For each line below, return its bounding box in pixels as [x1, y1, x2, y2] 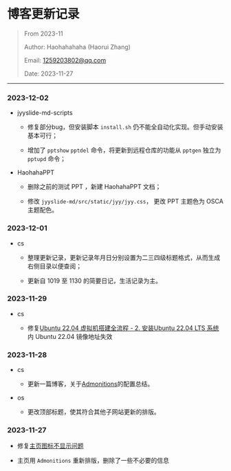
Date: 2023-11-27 [23, 69, 74, 78]
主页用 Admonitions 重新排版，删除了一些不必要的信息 [16, 457, 170, 465]
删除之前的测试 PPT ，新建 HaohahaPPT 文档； [27, 183, 162, 191]
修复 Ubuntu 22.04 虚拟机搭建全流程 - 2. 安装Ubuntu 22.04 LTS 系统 [27, 324, 219, 332]
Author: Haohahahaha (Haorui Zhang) [23, 43, 131, 51]
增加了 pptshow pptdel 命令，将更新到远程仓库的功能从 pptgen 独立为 [27, 146, 221, 155]
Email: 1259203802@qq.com [23, 56, 107, 64]
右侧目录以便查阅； [27, 262, 82, 270]
